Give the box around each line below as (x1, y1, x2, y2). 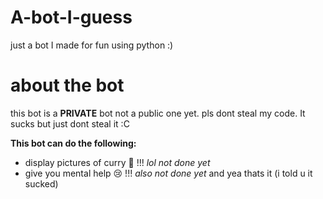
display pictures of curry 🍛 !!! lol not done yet (24, 156, 211, 168)
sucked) (24, 177, 59, 190)
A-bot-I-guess (10, 6, 133, 29)
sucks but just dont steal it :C (10, 117, 130, 130)
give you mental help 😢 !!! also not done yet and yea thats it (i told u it (24, 167, 313, 179)
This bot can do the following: (10, 137, 137, 149)
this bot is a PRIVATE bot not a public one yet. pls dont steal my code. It (10, 107, 306, 119)
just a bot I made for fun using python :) (10, 39, 174, 51)
